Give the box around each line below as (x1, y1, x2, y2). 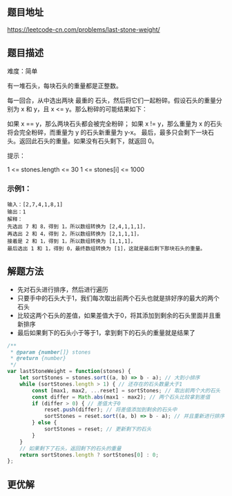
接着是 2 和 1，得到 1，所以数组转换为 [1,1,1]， (7, 238, 136, 245)
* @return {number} (10, 355, 67, 362)
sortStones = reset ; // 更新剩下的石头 (43, 426, 152, 433)
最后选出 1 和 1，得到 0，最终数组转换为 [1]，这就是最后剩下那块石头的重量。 (7, 245, 206, 252)
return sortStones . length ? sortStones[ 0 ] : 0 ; (19, 451, 159, 458)
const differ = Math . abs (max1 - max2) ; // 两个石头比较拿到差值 (32, 393, 211, 401)
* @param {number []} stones (10, 348, 91, 356)
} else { (32, 419, 57, 426)
